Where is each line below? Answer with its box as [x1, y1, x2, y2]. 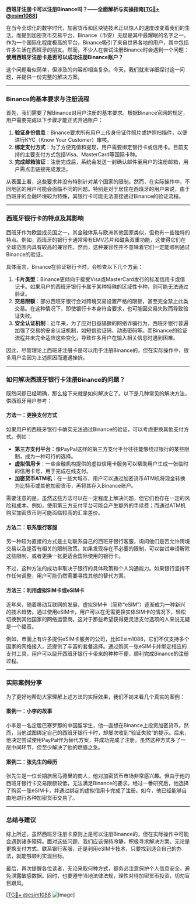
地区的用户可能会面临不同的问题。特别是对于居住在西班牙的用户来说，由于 [10, 186, 190, 193]
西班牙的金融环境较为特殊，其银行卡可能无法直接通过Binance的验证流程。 [6, 193, 184, 200]
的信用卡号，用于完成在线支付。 [14, 468, 92, 475]
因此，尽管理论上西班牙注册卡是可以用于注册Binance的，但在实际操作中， [6, 347, 184, 354]
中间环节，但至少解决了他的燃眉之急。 [10, 744, 103, 751]
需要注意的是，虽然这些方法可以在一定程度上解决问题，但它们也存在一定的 [6, 495, 185, 502]
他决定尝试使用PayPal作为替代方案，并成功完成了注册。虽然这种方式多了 [6, 737, 181, 743]
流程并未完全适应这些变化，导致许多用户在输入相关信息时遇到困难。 [14, 334, 178, 341]
